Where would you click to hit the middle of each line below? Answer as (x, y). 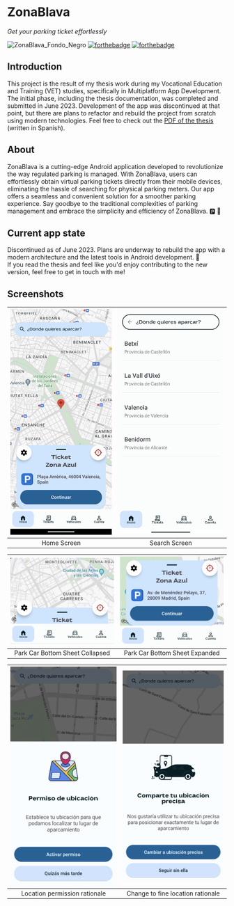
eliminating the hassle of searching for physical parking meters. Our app (111, 189)
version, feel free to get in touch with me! (66, 272)
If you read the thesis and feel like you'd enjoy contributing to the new (107, 264)
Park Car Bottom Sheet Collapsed (62, 653)
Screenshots (36, 294)
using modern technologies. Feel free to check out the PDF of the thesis (110, 120)
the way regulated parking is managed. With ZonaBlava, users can (102, 174)
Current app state (46, 233)
